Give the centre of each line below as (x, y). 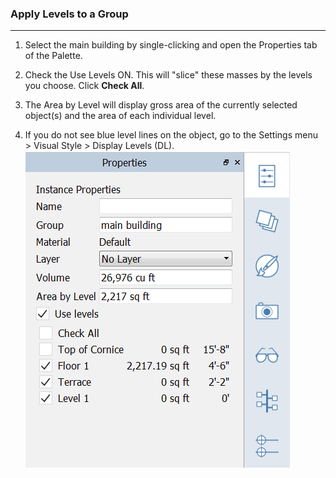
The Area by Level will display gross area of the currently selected (161, 105)
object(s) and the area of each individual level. (120, 116)
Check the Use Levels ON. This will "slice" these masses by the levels (168, 75)
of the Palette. (53, 56)
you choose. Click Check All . (84, 86)
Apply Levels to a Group (69, 14)
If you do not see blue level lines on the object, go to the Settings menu (171, 135)
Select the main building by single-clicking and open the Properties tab (171, 45)
